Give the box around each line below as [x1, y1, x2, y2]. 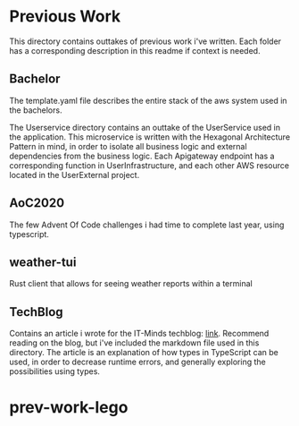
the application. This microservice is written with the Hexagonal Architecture [9, 132, 291, 142]
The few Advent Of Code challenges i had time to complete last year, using [9, 219, 285, 230]
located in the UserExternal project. [9, 169, 140, 180]
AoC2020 [9, 195, 65, 211]
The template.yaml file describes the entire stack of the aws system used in [9, 95, 287, 106]
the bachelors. [9, 105, 62, 115]
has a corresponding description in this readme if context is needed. [9, 45, 261, 55]
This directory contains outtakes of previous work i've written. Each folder [9, 36, 282, 47]
